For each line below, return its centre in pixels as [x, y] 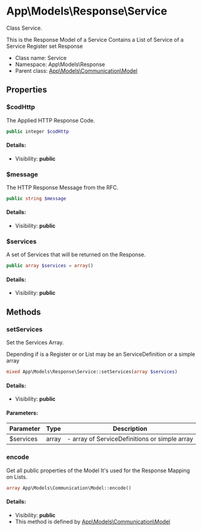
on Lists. [17, 476]
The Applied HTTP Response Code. [51, 120]
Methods [24, 312]
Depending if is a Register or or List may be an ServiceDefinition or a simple [101, 354]
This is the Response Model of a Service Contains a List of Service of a [95, 39]
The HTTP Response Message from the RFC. [62, 187]
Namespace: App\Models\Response [60, 64]
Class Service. [24, 28]
